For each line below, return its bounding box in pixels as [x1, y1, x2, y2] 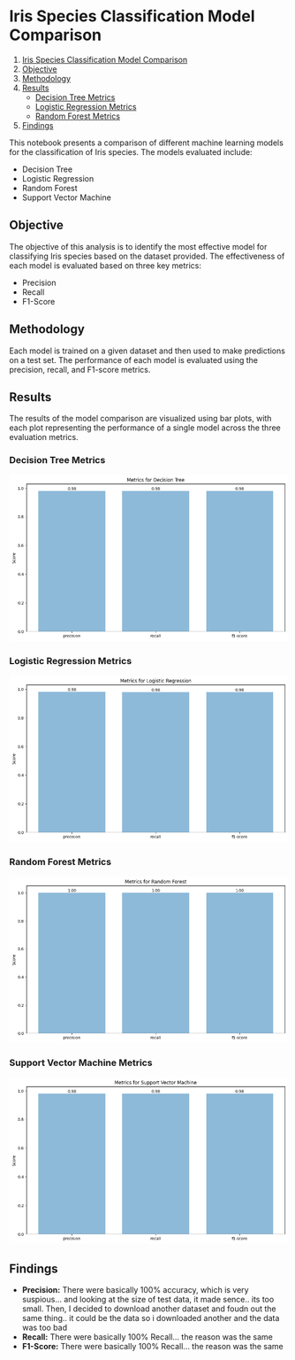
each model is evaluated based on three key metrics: [9, 259, 201, 271]
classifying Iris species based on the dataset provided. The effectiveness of [9, 251, 285, 261]
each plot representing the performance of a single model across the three [9, 422, 281, 433]
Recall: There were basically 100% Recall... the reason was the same [21, 1332, 274, 1342]
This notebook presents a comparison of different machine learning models [9, 137, 284, 148]
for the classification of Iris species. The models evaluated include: [9, 146, 253, 157]
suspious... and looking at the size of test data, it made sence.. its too [21, 1294, 275, 1304]
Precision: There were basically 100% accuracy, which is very [21, 1285, 249, 1294]
